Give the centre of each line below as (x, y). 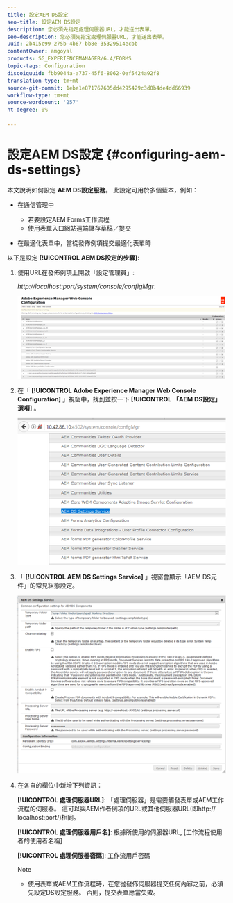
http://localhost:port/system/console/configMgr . (86, 286)
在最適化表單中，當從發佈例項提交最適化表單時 (84, 242)
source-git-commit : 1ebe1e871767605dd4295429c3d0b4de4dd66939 (99, 88)
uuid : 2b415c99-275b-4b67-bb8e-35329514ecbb (72, 44)
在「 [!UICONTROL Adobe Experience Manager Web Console (106, 391)
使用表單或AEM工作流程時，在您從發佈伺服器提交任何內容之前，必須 (126, 884)
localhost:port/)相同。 (48, 818)
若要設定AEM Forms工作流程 (68, 219)
